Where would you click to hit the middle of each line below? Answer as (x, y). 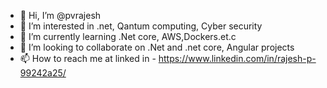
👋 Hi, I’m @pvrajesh (60, 15)
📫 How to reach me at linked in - (88, 58)
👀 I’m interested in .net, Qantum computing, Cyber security (141, 26)
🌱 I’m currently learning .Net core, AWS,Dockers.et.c (128, 36)
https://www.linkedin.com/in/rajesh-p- (237, 58)
